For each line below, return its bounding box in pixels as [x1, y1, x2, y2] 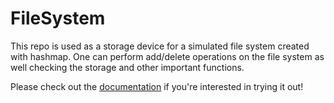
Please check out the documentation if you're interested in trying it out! [10, 80, 304, 92]
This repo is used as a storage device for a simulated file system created [10, 40, 310, 52]
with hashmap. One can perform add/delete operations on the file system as [10, 50, 325, 62]
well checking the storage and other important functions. [10, 61, 245, 73]
